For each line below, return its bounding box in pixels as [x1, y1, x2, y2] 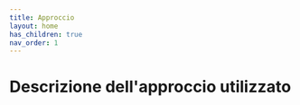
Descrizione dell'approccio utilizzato [9, 77, 292, 97]
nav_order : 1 [9, 38, 59, 48]
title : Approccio [9, 13, 75, 22]
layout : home [9, 22, 59, 31]
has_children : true [9, 30, 83, 39]
